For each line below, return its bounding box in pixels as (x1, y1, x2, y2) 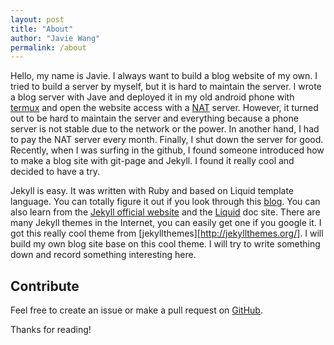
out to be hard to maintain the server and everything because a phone (10, 112, 299, 125)
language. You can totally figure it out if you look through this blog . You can (10, 196, 321, 208)
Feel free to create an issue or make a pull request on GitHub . (10, 304, 263, 316)
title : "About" (10, 24, 74, 34)
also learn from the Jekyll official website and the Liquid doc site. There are (10, 206, 321, 218)
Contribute (10, 277, 80, 295)
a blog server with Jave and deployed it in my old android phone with (10, 91, 295, 103)
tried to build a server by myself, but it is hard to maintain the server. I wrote (10, 81, 322, 93)
